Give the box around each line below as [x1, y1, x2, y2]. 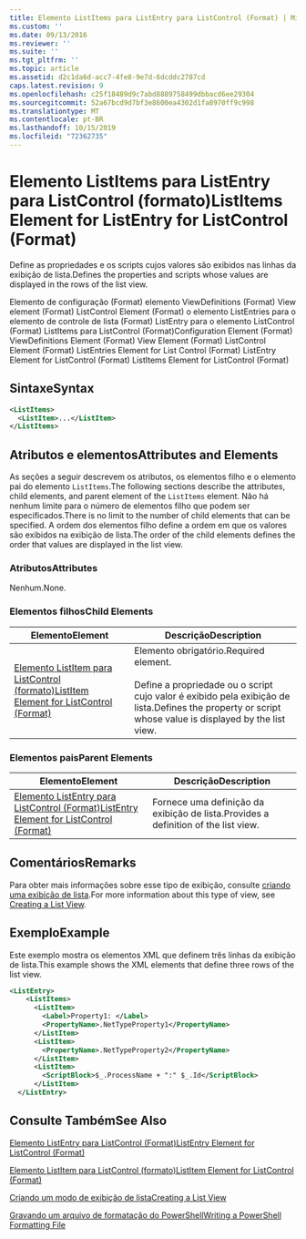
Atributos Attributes [9, 561, 98, 574]
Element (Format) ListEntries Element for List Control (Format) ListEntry [9, 344, 276, 355]
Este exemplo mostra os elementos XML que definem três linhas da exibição [9, 949, 296, 960]
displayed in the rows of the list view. [9, 279, 148, 290]
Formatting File [9, 1219, 66, 1230]
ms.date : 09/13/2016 [9, 30, 88, 39]
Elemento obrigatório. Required [134, 644, 265, 657]
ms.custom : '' [9, 22, 64, 31]
